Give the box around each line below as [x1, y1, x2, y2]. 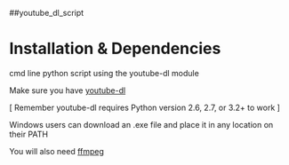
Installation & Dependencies [9, 39, 221, 59]
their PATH [9, 129, 49, 139]
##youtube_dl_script [9, 8, 84, 18]
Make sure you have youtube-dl [9, 84, 126, 96]
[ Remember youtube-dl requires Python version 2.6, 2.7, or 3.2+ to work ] [9, 102, 280, 113]
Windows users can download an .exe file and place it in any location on [9, 119, 274, 130]
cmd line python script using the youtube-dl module [9, 67, 200, 78]
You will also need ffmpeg [9, 145, 105, 156]
